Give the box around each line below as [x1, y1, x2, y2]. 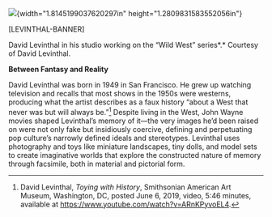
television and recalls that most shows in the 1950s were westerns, [8, 89, 232, 98]
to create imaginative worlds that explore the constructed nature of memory [8, 150, 261, 160]
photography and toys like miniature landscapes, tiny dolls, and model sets [8, 142, 257, 151]
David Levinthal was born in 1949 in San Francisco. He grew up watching [8, 80, 252, 89]
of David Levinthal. [8, 49, 71, 58]
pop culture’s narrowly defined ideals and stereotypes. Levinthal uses [8, 133, 240, 143]
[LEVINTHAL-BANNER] [8, 24, 85, 34]
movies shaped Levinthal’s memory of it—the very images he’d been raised [8, 116, 259, 126]
